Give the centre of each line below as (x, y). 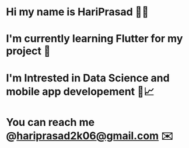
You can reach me (50, 122)
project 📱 (28, 51)
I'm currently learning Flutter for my (94, 39)
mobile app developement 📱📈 (80, 92)
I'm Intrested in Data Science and (88, 78)
